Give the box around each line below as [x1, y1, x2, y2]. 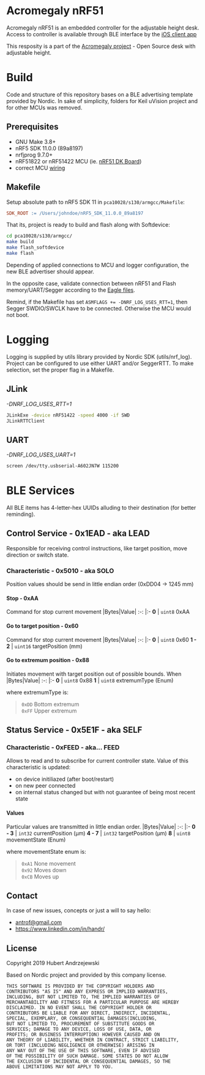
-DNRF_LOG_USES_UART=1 [6, 451, 76, 458]
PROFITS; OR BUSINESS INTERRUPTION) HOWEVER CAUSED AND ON [6, 1031, 160, 1038]
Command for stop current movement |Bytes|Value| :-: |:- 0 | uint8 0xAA [6, 608, 190, 616]
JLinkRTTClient [6, 418, 45, 424]
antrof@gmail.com [15, 919, 62, 926]
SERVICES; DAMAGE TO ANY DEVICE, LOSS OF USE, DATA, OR [6, 1026, 152, 1033]
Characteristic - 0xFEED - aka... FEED [6, 743, 120, 752]
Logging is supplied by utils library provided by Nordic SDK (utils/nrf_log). [6, 353, 192, 360]
